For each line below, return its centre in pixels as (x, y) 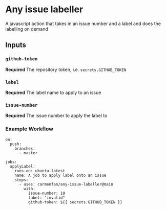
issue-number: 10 (47, 193)
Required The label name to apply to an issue (53, 92)
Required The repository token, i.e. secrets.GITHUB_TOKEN (66, 69)
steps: (22, 180)
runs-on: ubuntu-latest (40, 171)
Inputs (16, 45)
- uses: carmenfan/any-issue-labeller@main (66, 184)
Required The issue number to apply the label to (56, 115)
